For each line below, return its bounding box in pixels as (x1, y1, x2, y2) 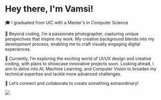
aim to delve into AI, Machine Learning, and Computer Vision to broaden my (5, 66, 157, 71)
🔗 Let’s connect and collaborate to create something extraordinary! (5, 80, 139, 86)
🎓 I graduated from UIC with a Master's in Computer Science (5, 19, 129, 25)
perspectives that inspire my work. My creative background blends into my (5, 36, 155, 42)
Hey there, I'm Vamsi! (5, 3, 94, 14)
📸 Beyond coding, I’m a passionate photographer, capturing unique (5, 30, 139, 37)
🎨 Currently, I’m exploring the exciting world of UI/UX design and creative (5, 56, 152, 61)
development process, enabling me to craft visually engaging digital (5, 41, 141, 47)
